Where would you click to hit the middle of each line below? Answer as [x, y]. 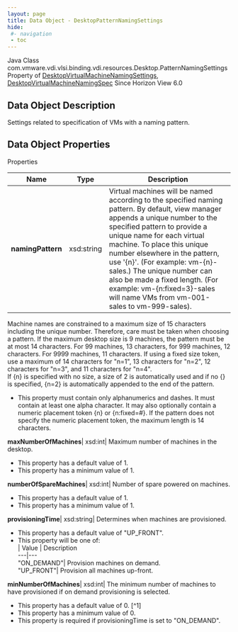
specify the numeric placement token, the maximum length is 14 [111, 420]
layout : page [27, 14]
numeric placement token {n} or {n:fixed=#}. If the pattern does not [116, 412]
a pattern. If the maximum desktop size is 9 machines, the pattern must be [116, 339]
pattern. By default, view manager [165, 208]
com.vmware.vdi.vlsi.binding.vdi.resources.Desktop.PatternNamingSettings [118, 68]
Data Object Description [61, 105]
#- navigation [31, 34]
